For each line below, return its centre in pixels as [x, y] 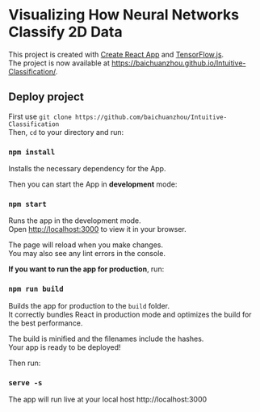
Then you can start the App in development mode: [93, 184]
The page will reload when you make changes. [86, 245]
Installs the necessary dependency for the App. [87, 169]
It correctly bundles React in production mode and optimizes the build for [130, 314]
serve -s [25, 383]
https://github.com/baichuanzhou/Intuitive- [151, 117]
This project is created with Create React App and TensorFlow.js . [116, 54]
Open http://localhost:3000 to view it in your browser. [98, 229]
